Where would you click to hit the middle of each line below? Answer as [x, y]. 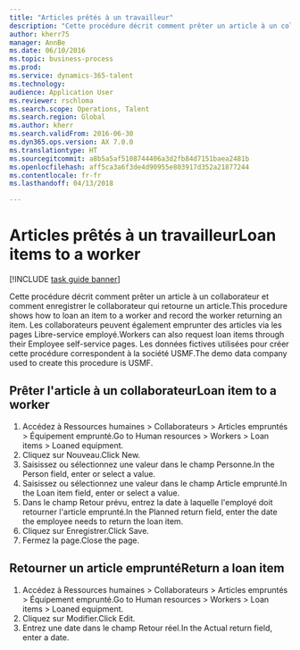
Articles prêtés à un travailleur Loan [143, 235]
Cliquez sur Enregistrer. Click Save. [86, 530]
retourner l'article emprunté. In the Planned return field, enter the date [150, 512]
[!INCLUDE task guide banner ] [65, 279]
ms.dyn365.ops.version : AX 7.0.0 [71, 142]
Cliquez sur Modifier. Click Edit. [79, 618]
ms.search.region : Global [57, 117]
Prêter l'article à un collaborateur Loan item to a [143, 391]
